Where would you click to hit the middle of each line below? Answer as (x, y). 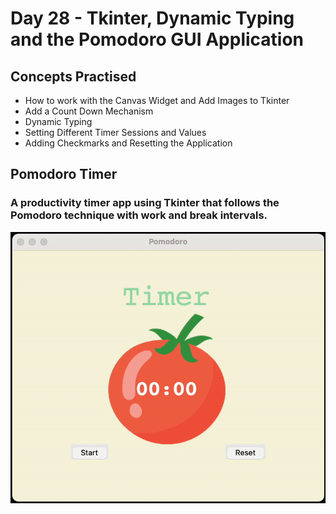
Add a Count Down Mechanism (89, 111)
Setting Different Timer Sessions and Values (115, 132)
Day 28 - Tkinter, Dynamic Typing (152, 18)
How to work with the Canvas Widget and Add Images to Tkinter (157, 100)
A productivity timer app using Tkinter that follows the (145, 203)
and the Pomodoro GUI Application (157, 39)
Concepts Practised (73, 76)
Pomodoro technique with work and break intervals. (139, 215)
